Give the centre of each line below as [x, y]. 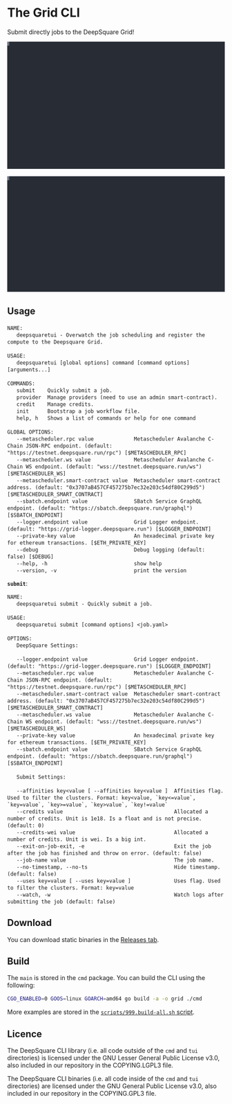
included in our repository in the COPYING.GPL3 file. [82, 1094]
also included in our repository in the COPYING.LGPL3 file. [90, 1065]
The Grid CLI [44, 13]
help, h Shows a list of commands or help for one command [106, 418]
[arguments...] [29, 370]
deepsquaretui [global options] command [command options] [103, 363]
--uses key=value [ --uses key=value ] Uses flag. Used [118, 881]
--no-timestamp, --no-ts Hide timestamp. [118, 867]
